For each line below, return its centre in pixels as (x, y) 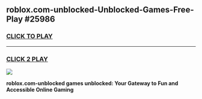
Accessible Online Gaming (40, 89)
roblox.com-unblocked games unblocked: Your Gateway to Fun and (92, 83)
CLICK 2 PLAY (27, 59)
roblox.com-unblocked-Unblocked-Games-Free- (100, 10)
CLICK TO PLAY (29, 37)
